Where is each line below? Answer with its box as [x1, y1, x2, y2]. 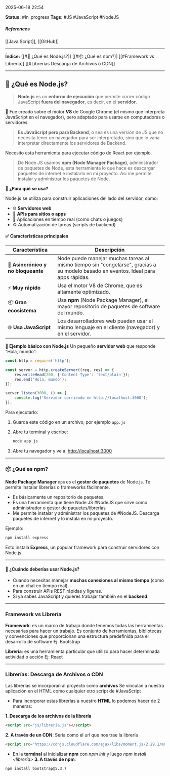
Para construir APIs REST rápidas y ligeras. [12, 588, 103, 594]
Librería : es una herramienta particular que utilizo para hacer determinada [5, 648, 160, 655]
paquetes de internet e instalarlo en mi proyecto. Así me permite [17, 170, 152, 176]
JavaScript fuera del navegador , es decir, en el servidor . [17, 99, 138, 105]
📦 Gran [8, 299, 27, 306]
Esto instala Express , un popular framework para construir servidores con [5, 544, 159, 551]
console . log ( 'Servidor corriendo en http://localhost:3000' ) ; [14, 395, 148, 400]
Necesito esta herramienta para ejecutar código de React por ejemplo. [5, 149, 152, 156]
